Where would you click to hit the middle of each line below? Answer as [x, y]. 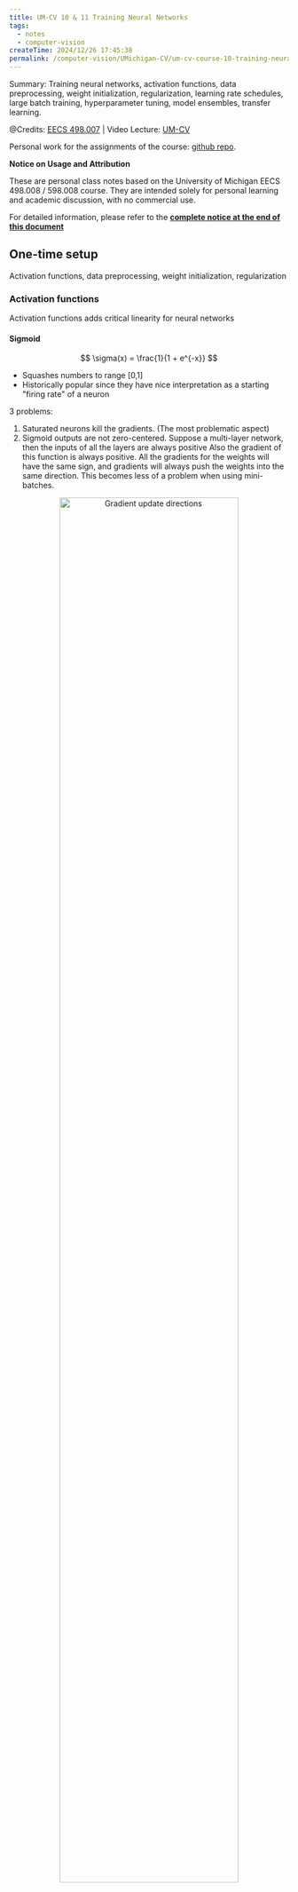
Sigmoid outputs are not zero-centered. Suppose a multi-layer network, [153, 438]
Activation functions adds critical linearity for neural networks [122, 318]
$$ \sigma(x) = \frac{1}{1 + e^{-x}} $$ [149, 358]
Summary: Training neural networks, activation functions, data [123, 84]
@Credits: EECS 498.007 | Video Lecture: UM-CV [100, 129]
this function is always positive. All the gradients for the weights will [145, 457]
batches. [38, 486]
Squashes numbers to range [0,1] [82, 376]
